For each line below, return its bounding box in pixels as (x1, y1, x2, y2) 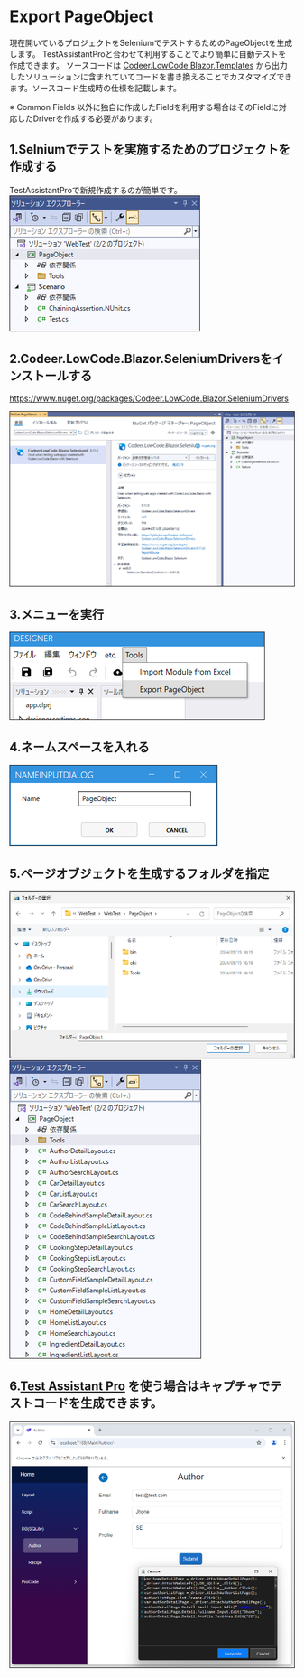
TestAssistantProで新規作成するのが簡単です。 (9, 184, 182, 195)
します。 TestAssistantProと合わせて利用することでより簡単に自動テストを (9, 48, 287, 60)
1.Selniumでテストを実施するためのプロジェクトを (9, 142, 291, 157)
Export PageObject (9, 6, 154, 27)
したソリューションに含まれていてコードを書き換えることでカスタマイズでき (9, 70, 293, 82)
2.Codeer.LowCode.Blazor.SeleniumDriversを (9, 351, 272, 367)
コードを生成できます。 (32, 1395, 162, 1411)
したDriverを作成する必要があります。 (16, 113, 158, 124)
